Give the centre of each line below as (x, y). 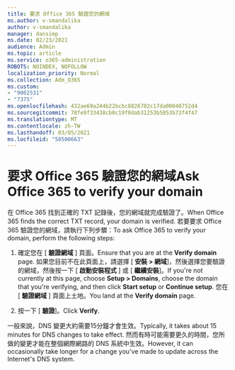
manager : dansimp (33, 34)
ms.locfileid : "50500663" (45, 139)
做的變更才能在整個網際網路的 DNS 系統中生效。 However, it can (100, 344)
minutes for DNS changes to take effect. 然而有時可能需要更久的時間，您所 (116, 335)
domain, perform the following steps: (61, 238)
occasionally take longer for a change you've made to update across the (113, 352)
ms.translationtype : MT (42, 119)
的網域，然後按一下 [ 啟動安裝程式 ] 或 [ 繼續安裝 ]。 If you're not (110, 271)
